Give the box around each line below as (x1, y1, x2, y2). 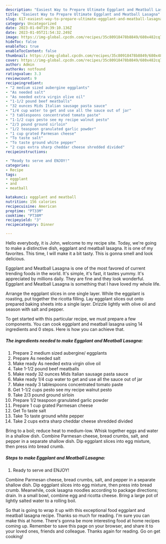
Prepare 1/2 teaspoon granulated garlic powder (12, 397, 109, 403)
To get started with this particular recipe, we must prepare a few (5, 316, 136, 322)
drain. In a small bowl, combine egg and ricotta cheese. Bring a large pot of (5, 492, 158, 498)
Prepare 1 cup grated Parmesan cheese (12, 402, 93, 408)
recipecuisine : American (5, 204, 57, 209)
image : (5, 35, 19, 40)
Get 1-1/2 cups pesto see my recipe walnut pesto (12, 387, 112, 393)
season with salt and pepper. (5, 306, 65, 312)
